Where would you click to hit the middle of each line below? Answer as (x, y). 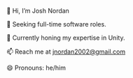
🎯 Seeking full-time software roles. (56, 24)
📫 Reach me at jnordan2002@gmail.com (66, 52)
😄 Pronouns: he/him (36, 68)
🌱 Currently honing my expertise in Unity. (66, 38)
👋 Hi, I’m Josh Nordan (38, 11)
